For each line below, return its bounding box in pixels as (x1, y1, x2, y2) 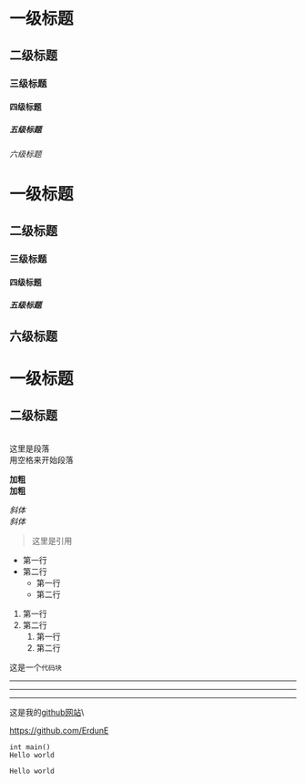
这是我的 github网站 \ (9, 707, 85, 718)
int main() (9, 743, 51, 752)
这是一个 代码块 (9, 662, 62, 673)
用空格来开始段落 (9, 455, 74, 466)
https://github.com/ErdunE (9, 726, 109, 737)
